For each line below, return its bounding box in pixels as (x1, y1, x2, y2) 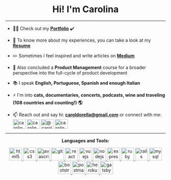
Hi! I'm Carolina (52, 4, 119, 15)
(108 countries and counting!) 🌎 (12, 99, 83, 105)
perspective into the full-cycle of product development (12, 69, 128, 76)
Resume (12, 42, 31, 49)
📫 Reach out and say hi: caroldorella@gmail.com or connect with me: (12, 112, 162, 118)
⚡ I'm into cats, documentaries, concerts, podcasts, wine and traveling (12, 92, 165, 98)
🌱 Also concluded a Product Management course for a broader (12, 64, 147, 70)
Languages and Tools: (62, 137, 109, 143)
